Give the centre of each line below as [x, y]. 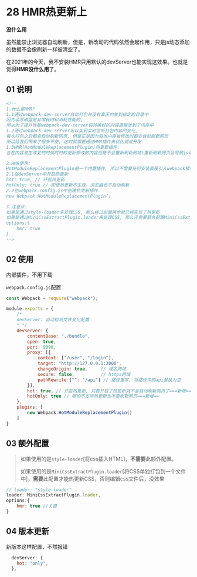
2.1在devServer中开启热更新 [37, 174]
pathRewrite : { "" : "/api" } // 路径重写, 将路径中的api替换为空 [109, 380]
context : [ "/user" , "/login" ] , [76, 358]
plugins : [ [30, 407]
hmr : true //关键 [37, 506]
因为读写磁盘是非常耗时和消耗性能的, [45, 120]
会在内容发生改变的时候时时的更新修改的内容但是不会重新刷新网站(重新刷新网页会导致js [97, 153]
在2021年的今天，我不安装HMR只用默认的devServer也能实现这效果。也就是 [97, 62]
